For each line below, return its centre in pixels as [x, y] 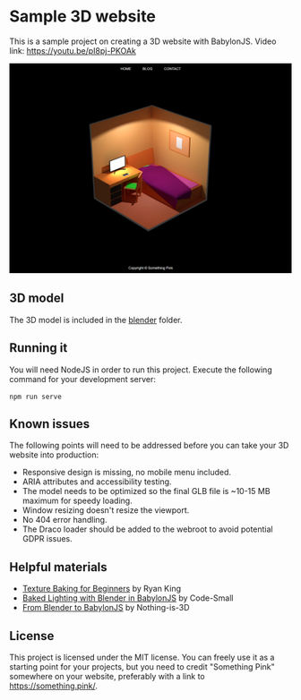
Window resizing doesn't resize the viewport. [106, 510]
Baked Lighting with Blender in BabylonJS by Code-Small [128, 598]
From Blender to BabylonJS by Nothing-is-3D [106, 608]
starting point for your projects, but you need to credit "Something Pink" [142, 667]
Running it [39, 348]
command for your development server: [83, 379]
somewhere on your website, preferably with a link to [107, 677]
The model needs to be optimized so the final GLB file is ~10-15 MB [146, 491]
